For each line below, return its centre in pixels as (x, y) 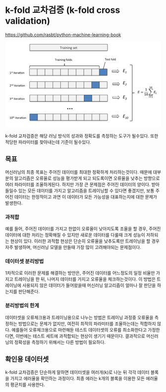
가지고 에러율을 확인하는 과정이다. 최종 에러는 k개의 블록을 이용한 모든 (78, 378)
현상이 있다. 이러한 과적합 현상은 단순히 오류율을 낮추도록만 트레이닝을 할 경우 (85, 241)
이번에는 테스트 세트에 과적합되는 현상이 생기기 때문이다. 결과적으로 (80, 336)
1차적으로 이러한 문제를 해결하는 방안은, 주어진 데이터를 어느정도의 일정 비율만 (80, 273)
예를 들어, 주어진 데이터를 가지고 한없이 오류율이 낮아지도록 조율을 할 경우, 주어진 (83, 229)
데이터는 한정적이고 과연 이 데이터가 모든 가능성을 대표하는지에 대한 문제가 (86, 196)
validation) (28, 21)
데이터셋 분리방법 (25, 261)
